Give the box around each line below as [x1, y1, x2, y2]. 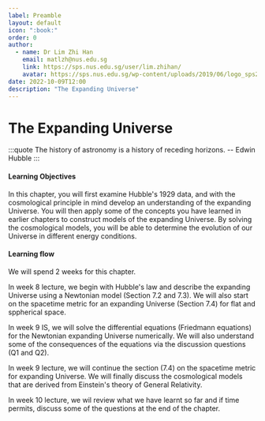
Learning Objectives [8, 171, 77, 181]
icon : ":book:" [8, 26, 58, 34]
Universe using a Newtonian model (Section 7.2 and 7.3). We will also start [8, 290, 248, 300]
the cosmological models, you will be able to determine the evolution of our [8, 223, 253, 232]
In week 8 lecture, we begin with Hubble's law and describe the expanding [8, 282, 251, 291]
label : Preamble [8, 11, 62, 20]
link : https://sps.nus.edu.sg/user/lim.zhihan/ [22, 63, 181, 71]
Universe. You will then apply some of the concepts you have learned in [8, 206, 242, 216]
